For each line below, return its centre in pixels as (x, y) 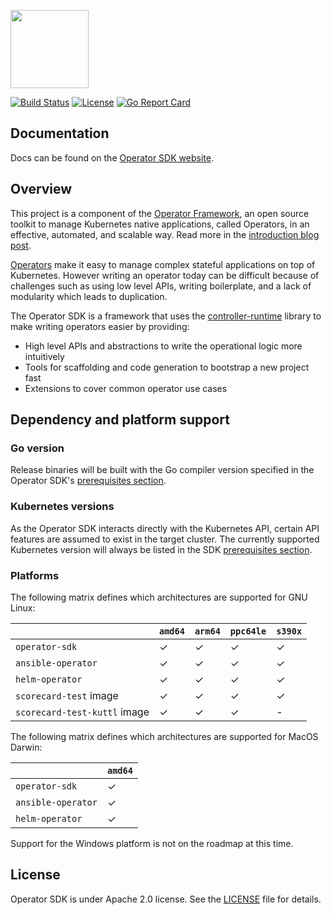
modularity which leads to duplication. (89, 296)
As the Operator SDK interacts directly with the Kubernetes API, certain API (165, 528)
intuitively (44, 356)
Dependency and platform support (120, 420)
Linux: (23, 607)
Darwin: (26, 747)
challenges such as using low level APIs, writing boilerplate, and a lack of (161, 286)
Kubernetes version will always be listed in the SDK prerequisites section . (161, 549)
